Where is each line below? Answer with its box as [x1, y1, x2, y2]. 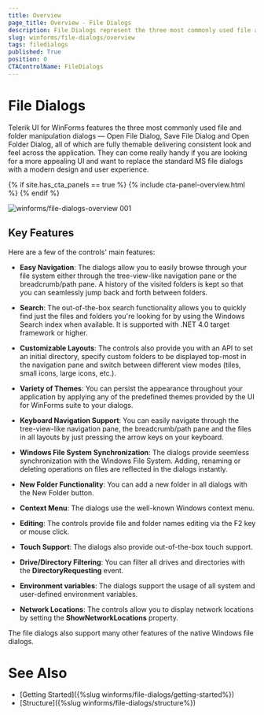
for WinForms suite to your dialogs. [19, 400, 134, 409]
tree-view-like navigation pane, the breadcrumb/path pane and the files [19, 424, 251, 433]
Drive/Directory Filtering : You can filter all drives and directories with [19, 557, 245, 567]
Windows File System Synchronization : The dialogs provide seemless [19, 447, 250, 457]
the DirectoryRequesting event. [19, 565, 124, 575]
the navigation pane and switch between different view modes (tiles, [19, 360, 241, 369]
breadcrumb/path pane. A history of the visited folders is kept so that [19, 279, 244, 288]
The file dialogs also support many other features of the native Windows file [8, 628, 254, 638]
